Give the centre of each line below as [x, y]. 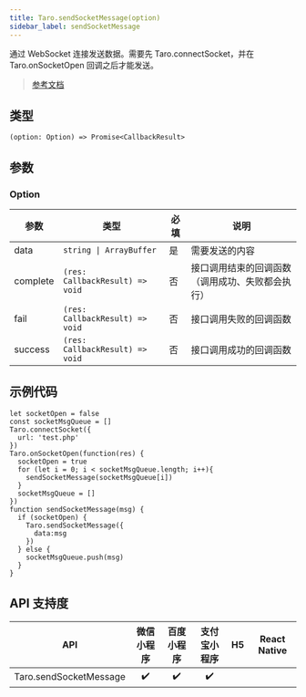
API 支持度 [39, 603]
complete [34, 281]
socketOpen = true [53, 462]
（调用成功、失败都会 [236, 281]
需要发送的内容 [223, 250]
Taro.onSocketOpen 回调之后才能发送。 [84, 65]
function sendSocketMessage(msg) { [77, 509]
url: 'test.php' [48, 437]
